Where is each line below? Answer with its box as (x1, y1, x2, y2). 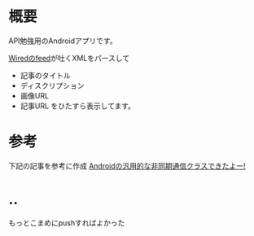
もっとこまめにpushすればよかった (8, 217, 125, 228)
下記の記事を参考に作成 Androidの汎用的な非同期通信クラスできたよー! (8, 160, 246, 171)
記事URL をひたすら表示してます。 (20, 101, 136, 111)
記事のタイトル (20, 70, 71, 80)
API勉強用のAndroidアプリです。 (8, 36, 117, 46)
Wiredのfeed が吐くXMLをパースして (8, 53, 130, 63)
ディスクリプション (20, 81, 85, 90)
